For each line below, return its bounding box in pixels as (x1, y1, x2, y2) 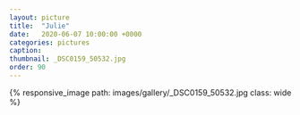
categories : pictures (9, 37, 90, 47)
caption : (9, 46, 42, 55)
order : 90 (9, 63, 47, 72)
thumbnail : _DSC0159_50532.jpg (9, 54, 126, 63)
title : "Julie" (9, 21, 70, 30)
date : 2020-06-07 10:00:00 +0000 (9, 29, 142, 38)
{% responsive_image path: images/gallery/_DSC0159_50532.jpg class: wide (9, 86, 292, 98)
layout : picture (9, 12, 70, 22)
